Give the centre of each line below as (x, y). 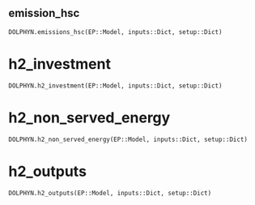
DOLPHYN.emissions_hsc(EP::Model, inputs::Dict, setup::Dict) (115, 32)
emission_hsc (44, 13)
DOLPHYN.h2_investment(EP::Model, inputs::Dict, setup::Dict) (115, 85)
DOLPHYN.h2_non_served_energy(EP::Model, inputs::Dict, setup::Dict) (128, 139)
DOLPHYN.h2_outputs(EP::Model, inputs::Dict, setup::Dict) (110, 193)
